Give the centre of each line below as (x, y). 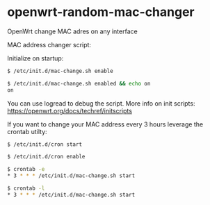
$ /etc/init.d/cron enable (46, 157)
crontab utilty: (27, 131)
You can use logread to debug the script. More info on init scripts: (101, 103)
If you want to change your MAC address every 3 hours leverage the (105, 124)
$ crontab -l (26, 188)
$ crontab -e (26, 170)
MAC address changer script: (49, 44)
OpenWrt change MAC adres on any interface (72, 31)
